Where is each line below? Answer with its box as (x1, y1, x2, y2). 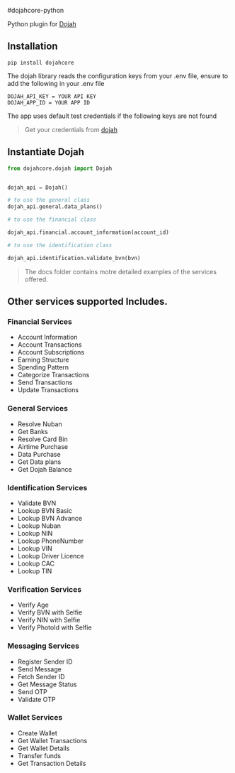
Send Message (17, 664, 62, 674)
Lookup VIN (17, 544, 52, 553)
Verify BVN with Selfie (17, 608, 83, 617)
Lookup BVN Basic (17, 506, 73, 514)
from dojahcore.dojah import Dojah (7, 165, 113, 172)
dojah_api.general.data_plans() (7, 203, 103, 210)
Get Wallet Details (17, 744, 70, 752)
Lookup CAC (17, 559, 55, 568)
